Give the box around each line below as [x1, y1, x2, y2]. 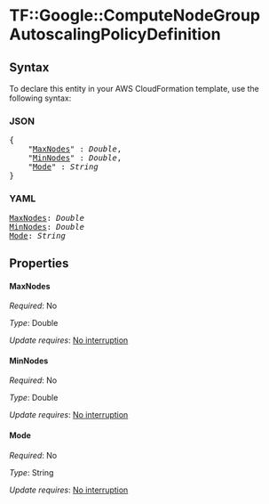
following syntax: [9, 93, 72, 103]
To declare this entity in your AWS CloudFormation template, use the [9, 84, 259, 93]
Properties [9, 256, 69, 271]
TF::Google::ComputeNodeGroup [9, 5, 260, 26]
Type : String [9, 467, 54, 477]
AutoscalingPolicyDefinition [9, 24, 221, 45]
